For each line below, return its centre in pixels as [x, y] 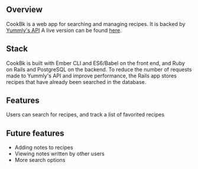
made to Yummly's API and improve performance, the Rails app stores [92, 76]
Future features [35, 133]
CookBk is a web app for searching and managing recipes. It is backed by [96, 24]
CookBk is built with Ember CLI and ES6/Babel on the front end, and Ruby [95, 63]
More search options [40, 160]
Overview [25, 10]
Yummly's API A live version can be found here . [64, 30]
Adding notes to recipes [44, 148]
